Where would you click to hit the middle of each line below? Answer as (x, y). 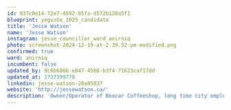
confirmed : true (30, 52)
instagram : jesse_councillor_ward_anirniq (69, 39)
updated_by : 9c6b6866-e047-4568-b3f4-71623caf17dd (81, 70)
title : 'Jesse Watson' (40, 26)
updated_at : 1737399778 (41, 77)
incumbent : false (32, 64)
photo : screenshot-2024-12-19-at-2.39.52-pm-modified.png (92, 45)
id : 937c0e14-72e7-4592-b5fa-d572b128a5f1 (69, 13)
